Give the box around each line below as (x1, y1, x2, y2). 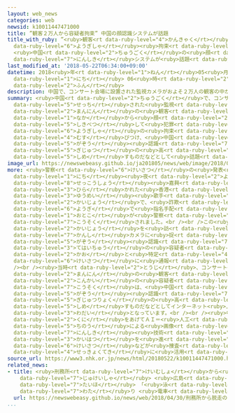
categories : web (7, 17, 55, 24)
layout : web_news (7, 10, 58, 17)
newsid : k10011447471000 (7, 23, 80, 30)
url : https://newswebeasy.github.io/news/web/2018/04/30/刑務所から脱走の (13, 394, 228, 401)
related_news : (7, 362, 49, 369)
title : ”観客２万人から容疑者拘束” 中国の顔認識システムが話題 (7, 29, 169, 37)
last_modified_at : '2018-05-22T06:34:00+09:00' (7, 62, 149, 69)
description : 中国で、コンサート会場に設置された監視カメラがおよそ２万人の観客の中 (7, 88, 225, 95)
